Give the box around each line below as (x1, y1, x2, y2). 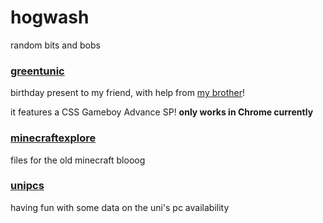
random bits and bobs (10, 39, 101, 51)
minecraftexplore (10, 131, 97, 145)
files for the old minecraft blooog (10, 154, 146, 166)
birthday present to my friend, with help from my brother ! (10, 87, 246, 99)
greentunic (10, 64, 65, 78)
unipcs (10, 179, 45, 193)
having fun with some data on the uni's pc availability (10, 201, 230, 213)
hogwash (10, 6, 90, 29)
